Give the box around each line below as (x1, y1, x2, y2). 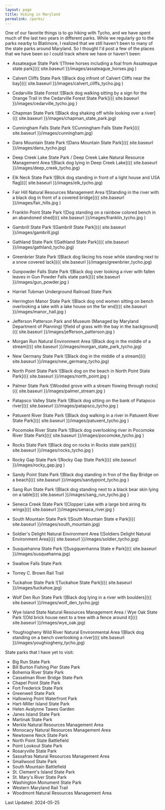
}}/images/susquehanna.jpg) (12, 551, 70, 557)
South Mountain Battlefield (12, 764, 66, 770)
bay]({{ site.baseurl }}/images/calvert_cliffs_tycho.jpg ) (12, 80, 124, 86)
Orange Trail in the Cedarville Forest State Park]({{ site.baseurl (12, 95, 139, 101)
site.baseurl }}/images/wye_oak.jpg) (12, 620, 86, 626)
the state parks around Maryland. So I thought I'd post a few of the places (5, 45, 155, 52)
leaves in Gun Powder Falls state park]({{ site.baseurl (12, 274, 120, 280)
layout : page (5, 7, 32, 12)
